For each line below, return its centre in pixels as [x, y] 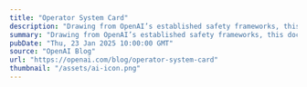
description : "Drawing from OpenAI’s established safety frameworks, [145, 26]
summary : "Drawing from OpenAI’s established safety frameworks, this [147, 34]
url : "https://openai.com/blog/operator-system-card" [114, 60]
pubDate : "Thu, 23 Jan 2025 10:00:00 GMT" [91, 43]
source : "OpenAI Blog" [53, 52]
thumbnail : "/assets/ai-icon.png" [75, 69]
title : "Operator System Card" [69, 18]
